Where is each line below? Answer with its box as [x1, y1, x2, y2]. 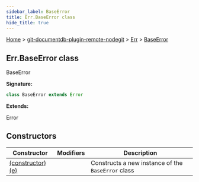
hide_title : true [6, 20, 49, 25]
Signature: [6, 81, 33, 88]
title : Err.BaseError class [6, 14, 76, 20]
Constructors [6, 131, 57, 141]
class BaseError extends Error [6, 92, 84, 98]
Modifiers [57, 149, 85, 157]
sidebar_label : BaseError [6, 8, 70, 15]
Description [123, 149, 158, 157]
